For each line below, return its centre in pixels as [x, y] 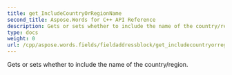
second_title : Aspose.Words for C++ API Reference [81, 20]
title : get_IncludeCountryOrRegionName [65, 13]
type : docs [23, 32]
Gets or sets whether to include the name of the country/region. [98, 64]
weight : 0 [21, 39]
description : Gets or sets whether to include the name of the [100, 26]
